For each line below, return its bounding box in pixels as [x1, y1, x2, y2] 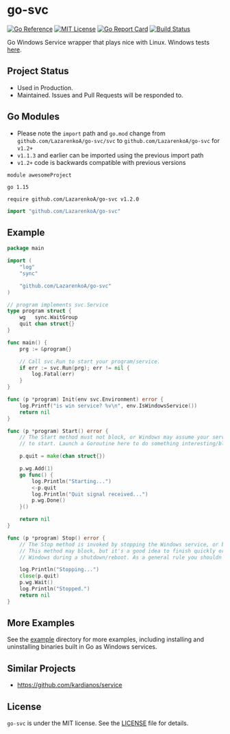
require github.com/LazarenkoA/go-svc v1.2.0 [7, 195, 139, 203]
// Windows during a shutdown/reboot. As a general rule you [19, 554, 197, 561]
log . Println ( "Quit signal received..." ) [31, 491, 149, 498]
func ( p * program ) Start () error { [7, 427, 109, 434]
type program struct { [7, 308, 72, 315]
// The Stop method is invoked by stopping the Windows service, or [19, 541, 219, 548]
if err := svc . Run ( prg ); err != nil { [19, 364, 130, 371]
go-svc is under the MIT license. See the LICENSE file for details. [7, 719, 189, 727]
